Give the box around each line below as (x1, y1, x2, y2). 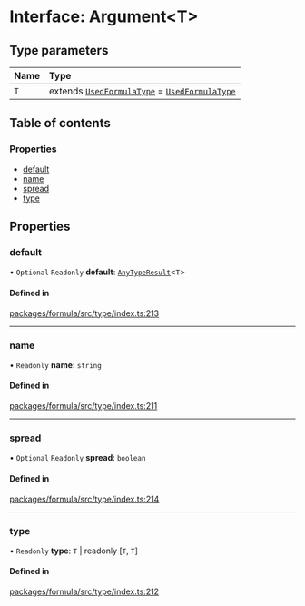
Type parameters (9, 43, 109, 58)
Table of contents (9, 115, 111, 131)
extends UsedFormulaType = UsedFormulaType (48, 84, 236, 97)
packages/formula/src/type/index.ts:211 (9, 401, 158, 412)
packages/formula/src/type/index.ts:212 (9, 586, 160, 597)
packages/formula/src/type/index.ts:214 (9, 493, 160, 504)
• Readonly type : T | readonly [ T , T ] (9, 545, 138, 556)
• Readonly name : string (9, 359, 102, 370)
